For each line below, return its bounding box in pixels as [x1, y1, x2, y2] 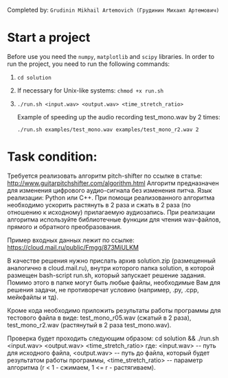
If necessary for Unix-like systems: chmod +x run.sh [16, 86, 163, 95]
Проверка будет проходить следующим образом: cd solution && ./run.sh [7, 334, 220, 342]
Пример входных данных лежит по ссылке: [7, 236, 135, 244]
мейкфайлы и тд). [7, 293, 58, 301]
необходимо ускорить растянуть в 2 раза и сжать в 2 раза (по [7, 200, 191, 209]
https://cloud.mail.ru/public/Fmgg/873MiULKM [7, 243, 139, 251]
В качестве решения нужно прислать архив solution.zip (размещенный [7, 257, 216, 265]
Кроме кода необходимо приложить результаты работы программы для [7, 306, 221, 314]
